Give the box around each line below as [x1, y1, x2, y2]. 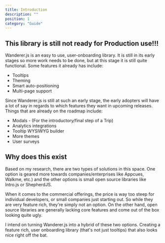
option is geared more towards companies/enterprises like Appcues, [5, 171, 144, 177]
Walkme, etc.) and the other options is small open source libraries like [5, 176, 146, 182]
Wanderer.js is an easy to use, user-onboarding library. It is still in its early [5, 52, 155, 58]
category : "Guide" [5, 21, 43, 26]
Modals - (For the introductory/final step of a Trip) [12, 118, 114, 124]
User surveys [12, 139, 39, 144]
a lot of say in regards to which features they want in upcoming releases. [5, 103, 153, 109]
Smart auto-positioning [12, 83, 59, 89]
